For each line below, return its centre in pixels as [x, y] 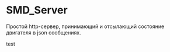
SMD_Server [37, 10]
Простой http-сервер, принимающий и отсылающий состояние [85, 26]
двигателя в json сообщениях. [44, 32]
